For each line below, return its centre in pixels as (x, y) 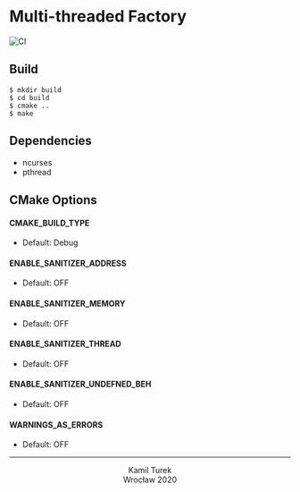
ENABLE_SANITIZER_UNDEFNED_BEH (80, 384)
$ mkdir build (36, 90)
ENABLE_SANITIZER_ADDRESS (68, 263)
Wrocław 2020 (150, 479)
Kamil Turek (150, 471)
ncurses (37, 162)
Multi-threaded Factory (98, 17)
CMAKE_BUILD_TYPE (50, 223)
